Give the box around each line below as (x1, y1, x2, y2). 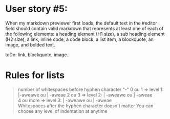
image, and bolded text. (5, 41, 55, 47)
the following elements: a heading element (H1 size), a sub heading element (5, 31, 165, 37)
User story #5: (5, 3, 68, 15)
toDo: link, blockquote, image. (5, 52, 68, 58)
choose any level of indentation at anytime (17, 108, 108, 114)
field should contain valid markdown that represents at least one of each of (5, 25, 164, 31)
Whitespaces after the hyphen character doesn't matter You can (17, 103, 154, 109)
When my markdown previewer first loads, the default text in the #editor (5, 20, 157, 26)
